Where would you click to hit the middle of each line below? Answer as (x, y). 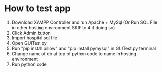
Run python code (29, 64)
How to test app (38, 9)
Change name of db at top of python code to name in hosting (74, 54)
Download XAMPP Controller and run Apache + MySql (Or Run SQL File (84, 22)
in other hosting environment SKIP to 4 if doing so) (63, 27)
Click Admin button (31, 33)
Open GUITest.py (29, 43)
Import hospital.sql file (35, 38)
